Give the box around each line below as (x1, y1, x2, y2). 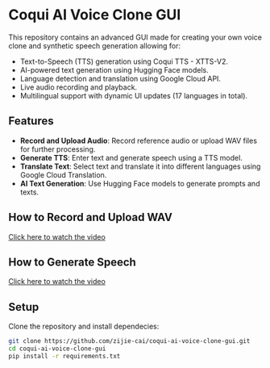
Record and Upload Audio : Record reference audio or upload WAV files (19, 136, 258, 145)
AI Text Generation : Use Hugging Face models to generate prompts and (19, 178, 260, 188)
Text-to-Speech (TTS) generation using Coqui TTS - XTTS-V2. (19, 56, 228, 66)
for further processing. (19, 144, 96, 154)
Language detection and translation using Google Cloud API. (19, 73, 222, 83)
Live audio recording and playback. (19, 82, 138, 92)
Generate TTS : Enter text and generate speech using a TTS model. (19, 153, 243, 162)
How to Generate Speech (8, 255, 137, 269)
